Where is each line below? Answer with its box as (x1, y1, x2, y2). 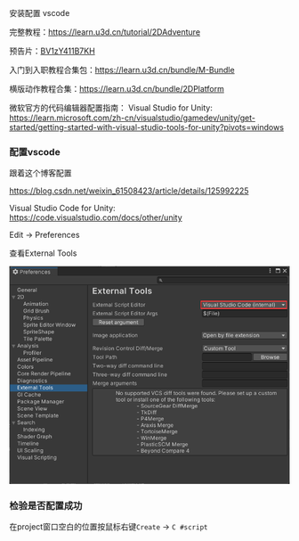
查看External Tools (9, 248, 77, 258)
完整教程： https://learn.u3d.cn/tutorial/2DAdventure (9, 27, 201, 37)
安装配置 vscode (9, 8, 70, 18)
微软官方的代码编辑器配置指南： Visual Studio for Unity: (9, 102, 214, 113)
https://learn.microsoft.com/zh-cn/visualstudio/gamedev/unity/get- (9, 112, 256, 123)
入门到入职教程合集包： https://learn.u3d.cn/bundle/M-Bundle (9, 65, 235, 75)
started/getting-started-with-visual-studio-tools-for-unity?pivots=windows (9, 122, 285, 132)
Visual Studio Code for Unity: (9, 203, 116, 214)
